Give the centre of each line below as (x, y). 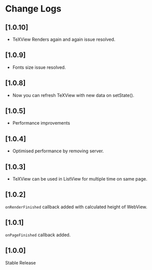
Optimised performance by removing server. (58, 151)
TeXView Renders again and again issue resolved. (64, 39)
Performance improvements (41, 123)
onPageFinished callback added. (38, 235)
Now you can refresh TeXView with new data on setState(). (73, 95)
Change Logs (33, 9)
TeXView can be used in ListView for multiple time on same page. (80, 179)
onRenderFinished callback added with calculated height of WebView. (76, 207)
